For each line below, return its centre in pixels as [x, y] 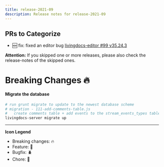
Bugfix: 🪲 [22, 152]
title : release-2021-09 [29, 9]
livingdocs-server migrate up [36, 118]
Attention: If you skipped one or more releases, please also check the [75, 55]
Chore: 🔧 [21, 159]
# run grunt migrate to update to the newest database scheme [70, 104]
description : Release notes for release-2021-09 [55, 14]
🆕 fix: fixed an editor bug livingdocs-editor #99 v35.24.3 [70, 46]
